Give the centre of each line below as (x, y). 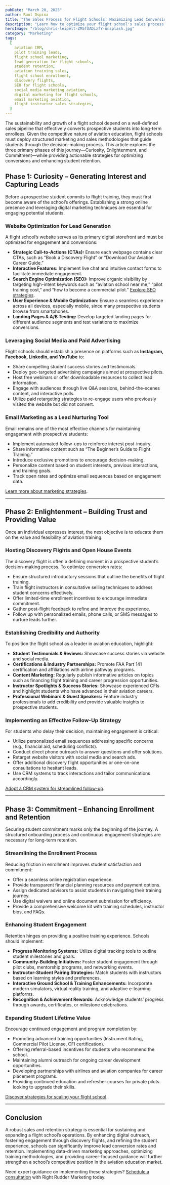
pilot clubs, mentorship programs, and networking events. (73, 967)
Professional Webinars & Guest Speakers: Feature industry (75, 697)
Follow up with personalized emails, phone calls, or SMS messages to (85, 614)
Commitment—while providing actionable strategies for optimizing (74, 155)
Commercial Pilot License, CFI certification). (58, 1044)
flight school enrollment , (43, 76)
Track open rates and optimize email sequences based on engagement (87, 476)
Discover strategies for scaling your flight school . (56, 1097)
